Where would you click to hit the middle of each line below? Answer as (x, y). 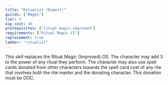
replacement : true (24, 38)
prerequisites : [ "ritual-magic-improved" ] (50, 28)
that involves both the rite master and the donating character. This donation (83, 72)
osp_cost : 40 (19, 24)
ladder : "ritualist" (27, 42)
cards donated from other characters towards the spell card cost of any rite (83, 67)
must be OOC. (20, 77)
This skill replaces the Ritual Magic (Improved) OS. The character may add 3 (84, 56)
